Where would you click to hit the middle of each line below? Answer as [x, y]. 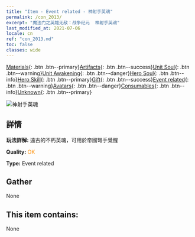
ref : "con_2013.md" [30, 39]
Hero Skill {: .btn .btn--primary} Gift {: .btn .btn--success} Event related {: [103, 79]
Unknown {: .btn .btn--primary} [55, 92]
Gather [19, 182]
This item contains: [42, 214]
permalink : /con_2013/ [34, 17]
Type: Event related [30, 163]
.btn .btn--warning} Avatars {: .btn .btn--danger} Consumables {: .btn [88, 86]
